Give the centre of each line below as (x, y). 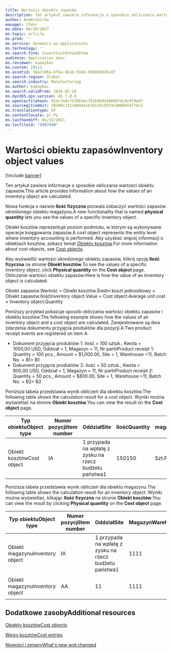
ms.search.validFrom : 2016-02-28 (41, 91)
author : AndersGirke (27, 20)
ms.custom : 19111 (24, 67)
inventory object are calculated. (39, 196)
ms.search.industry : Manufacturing (43, 82)
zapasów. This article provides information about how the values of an (79, 191)
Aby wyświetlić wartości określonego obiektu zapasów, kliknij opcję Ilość (83, 259)
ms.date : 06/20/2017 (27, 29)
